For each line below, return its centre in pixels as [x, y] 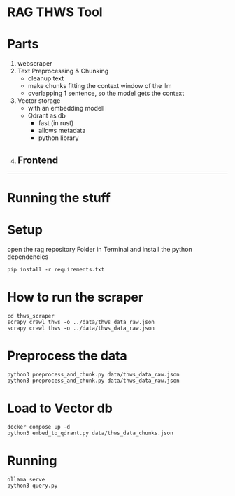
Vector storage [39, 101]
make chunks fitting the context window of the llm [100, 86]
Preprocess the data [67, 356]
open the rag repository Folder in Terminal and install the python [100, 250]
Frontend [38, 160]
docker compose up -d [39, 427]
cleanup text [46, 78]
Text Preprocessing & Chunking [63, 71]
